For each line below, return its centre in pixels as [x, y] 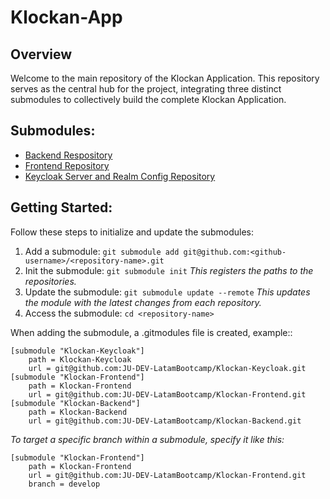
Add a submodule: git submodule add [102, 251]
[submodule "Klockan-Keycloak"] [77, 351]
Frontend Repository [67, 165]
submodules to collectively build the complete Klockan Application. [148, 99]
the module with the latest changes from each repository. [143, 302]
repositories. [50, 281]
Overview [41, 54]
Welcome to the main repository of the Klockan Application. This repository [165, 78]
